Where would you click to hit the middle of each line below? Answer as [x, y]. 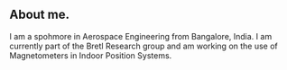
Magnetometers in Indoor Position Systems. [91, 55]
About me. [40, 15]
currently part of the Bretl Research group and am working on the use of [143, 46]
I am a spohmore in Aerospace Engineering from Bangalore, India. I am [141, 36]
